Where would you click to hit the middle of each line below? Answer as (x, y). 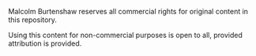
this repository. (33, 20)
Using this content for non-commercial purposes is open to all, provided (126, 35)
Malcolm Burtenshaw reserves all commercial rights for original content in (128, 11)
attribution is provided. (45, 43)
